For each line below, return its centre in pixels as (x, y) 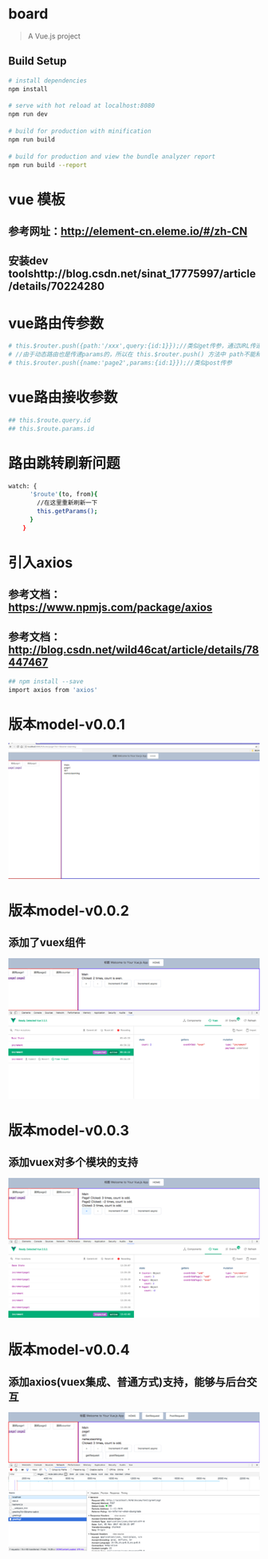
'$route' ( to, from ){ (63, 495)
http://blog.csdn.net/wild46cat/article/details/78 (134, 649)
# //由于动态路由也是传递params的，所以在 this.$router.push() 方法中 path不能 (132, 355)
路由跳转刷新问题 (65, 463)
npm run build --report (48, 165)
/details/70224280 (57, 286)
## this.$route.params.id (51, 428)
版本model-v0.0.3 (69, 1130)
